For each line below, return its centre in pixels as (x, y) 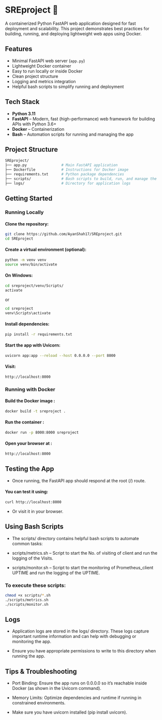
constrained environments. (39, 703)
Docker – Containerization (38, 129)
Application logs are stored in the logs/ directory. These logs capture (80, 631)
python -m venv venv (26, 260)
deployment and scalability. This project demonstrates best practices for (77, 28)
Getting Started (29, 199)
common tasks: (27, 544)
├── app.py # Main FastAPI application (61, 165)
